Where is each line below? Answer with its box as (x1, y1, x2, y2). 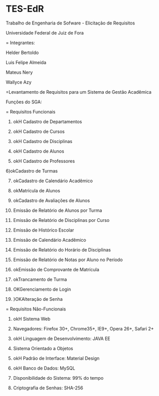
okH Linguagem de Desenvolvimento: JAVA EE (13, 335, 110, 342)
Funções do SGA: (6, 99, 42, 105)
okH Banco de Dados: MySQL (13, 365, 75, 371)
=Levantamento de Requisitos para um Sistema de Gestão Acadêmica (6, 89, 151, 95)
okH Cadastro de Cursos (13, 128, 65, 134)
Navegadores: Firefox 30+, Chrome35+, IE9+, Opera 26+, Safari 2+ (13, 325, 154, 331)
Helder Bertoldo (6, 49, 39, 55)
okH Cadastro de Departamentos (13, 118, 83, 125)
